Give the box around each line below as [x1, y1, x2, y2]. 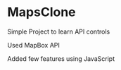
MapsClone [7, 4, 76, 20]
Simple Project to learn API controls [7, 27, 110, 36]
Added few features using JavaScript [7, 54, 115, 63]
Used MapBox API [7, 41, 60, 49]
